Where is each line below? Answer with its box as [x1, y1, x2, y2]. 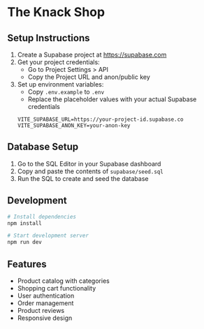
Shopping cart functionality [17, 284, 96, 292]
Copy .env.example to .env [27, 88, 105, 96]
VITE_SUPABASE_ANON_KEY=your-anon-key [17, 122, 131, 129]
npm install [7, 219, 42, 227]
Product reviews [17, 306, 65, 314]
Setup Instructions [7, 32, 90, 44]
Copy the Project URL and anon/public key [27, 73, 150, 81]
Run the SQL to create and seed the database [17, 174, 149, 182]
